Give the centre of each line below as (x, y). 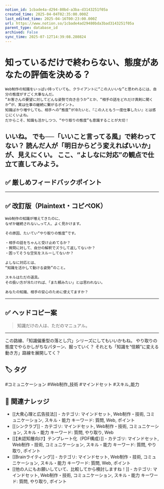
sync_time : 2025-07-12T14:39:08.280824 (46, 37)
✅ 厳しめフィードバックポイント (53, 182)
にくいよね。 (20, 115)
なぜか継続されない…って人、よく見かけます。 (44, 224)
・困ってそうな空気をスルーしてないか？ (40, 253)
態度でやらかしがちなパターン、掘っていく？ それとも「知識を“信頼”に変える (82, 347)
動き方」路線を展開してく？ (33, 352)
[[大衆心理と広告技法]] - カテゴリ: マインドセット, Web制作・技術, (79, 414)
